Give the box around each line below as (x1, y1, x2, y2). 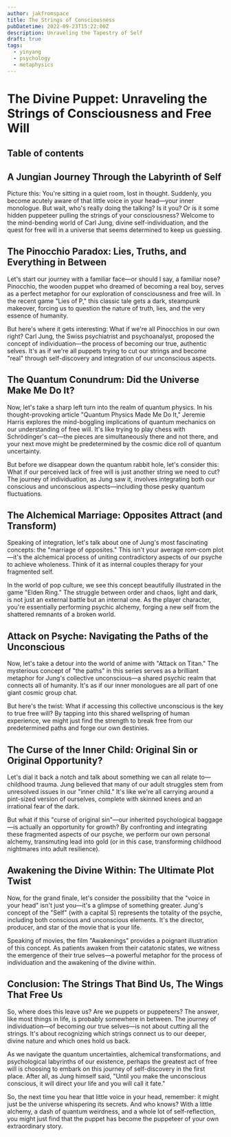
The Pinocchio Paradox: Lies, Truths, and (7, 246, 187, 258)
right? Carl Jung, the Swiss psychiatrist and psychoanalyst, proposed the (7, 332, 214, 340)
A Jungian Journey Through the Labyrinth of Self (7, 171, 222, 182)
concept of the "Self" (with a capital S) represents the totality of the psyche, (7, 908, 223, 917)
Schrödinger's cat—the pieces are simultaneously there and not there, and (7, 432, 219, 441)
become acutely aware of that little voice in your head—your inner (7, 197, 195, 205)
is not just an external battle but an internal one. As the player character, (7, 596, 212, 604)
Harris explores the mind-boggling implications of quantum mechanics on (7, 417, 216, 426)
